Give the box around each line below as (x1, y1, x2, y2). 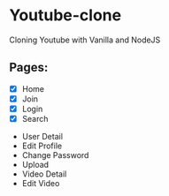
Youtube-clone (9, 5, 122, 26)
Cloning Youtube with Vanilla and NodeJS (9, 34, 161, 45)
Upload (21, 160, 50, 170)
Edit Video (21, 178, 60, 188)
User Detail (21, 132, 64, 141)
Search (21, 113, 49, 124)
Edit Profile (21, 140, 63, 151)
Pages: (9, 60, 49, 75)
